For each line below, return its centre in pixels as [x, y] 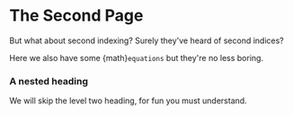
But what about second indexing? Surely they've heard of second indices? [147, 40]
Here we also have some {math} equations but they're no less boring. [136, 57]
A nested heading [49, 81]
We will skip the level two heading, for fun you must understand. [128, 101]
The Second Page [76, 16]
